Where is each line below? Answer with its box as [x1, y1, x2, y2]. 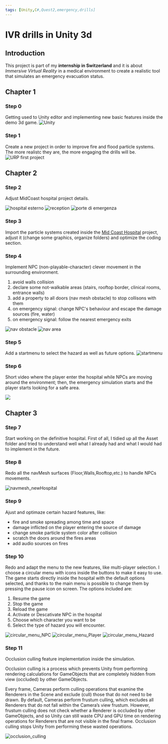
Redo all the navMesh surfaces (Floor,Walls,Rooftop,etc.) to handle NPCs [5, 470, 157, 476]
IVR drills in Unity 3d [5, 29, 92, 40]
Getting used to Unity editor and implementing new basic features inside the [5, 114, 163, 120]
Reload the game [12, 606, 48, 612]
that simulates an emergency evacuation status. [5, 73, 105, 79]
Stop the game [12, 601, 43, 607]
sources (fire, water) [12, 311, 55, 317]
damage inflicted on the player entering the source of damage [12, 524, 141, 530]
